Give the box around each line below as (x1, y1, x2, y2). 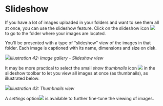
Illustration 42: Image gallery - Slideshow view (10, 55, 103, 61)
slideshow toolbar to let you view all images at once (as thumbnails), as (5, 70, 148, 76)
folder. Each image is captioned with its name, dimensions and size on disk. (5, 45, 157, 51)
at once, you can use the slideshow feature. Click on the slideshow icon (5, 25, 149, 31)
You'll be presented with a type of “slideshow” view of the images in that (5, 40, 151, 46)
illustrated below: (5, 75, 40, 81)
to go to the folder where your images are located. (5, 30, 106, 36)
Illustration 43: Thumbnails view (10, 85, 75, 91)
